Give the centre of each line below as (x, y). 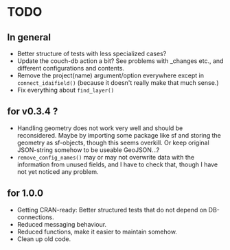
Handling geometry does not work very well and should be (100, 128)
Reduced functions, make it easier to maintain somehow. (97, 232)
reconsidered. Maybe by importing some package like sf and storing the (119, 135)
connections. (35, 217)
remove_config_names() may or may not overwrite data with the (105, 157)
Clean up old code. (44, 239)
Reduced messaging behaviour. (62, 224)
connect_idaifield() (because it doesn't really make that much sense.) (118, 83)
